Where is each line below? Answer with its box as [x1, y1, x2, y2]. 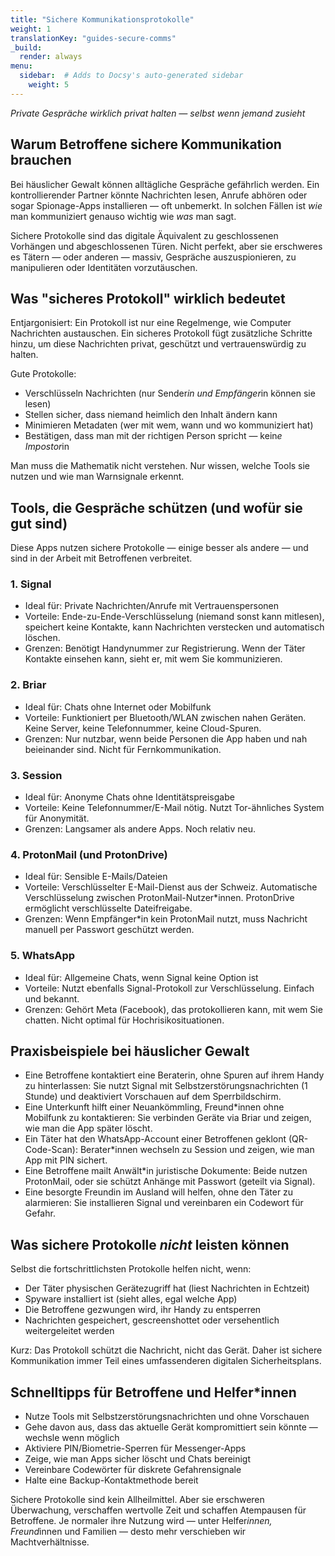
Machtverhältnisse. [10, 1536, 90, 1548]
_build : [10, 42, 43, 53]
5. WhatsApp [10, 949, 76, 963]
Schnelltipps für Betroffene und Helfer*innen [10, 1384, 297, 1401]
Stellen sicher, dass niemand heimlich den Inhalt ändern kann [24, 409, 278, 421]
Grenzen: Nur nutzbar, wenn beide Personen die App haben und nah [24, 732, 308, 745]
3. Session [10, 768, 63, 782]
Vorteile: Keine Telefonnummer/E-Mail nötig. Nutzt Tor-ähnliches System [24, 802, 325, 814]
